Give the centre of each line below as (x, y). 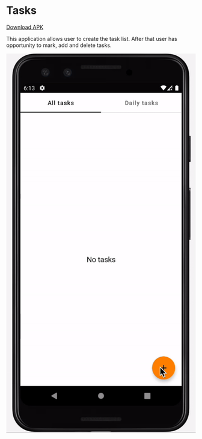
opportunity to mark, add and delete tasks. (59, 45)
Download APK (25, 27)
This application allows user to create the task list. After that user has (92, 38)
